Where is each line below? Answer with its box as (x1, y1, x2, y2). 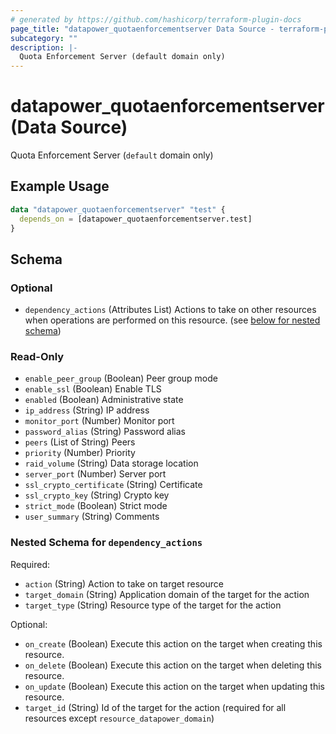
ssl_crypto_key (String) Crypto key (24, 489, 170, 501)
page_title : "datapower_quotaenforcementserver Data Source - (10, 24, 275, 34)
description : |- (10, 42, 78, 53)
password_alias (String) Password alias (24, 426, 186, 438)
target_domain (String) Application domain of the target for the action (24, 588, 310, 600)
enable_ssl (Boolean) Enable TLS (24, 383, 162, 395)
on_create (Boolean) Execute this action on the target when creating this (24, 637, 323, 650)
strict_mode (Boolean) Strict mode (24, 500, 168, 512)
